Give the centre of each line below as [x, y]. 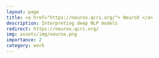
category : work [25, 46]
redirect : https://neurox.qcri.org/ [52, 29]
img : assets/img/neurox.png [42, 34]
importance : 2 [24, 40]
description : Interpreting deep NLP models [62, 23]
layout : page [23, 12]
